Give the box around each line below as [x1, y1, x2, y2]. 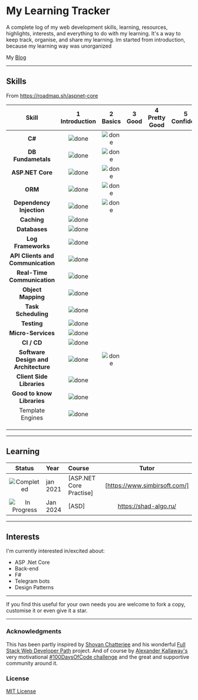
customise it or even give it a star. [6, 607, 88, 614]
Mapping [19, 293, 45, 301]
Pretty [147, 113, 166, 121]
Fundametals [13, 155, 51, 163]
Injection [19, 206, 45, 214]
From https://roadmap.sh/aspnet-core [6, 92, 98, 99]
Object [22, 285, 42, 293]
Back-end [14, 565, 39, 572]
